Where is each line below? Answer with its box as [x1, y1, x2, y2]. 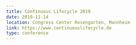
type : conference [6, 30, 49, 36]
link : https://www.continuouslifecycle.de [6, 25, 112, 31]
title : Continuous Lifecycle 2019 [6, 8, 91, 15]
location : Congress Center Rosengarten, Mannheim [6, 19, 131, 25]
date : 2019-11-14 [6, 14, 49, 20]
